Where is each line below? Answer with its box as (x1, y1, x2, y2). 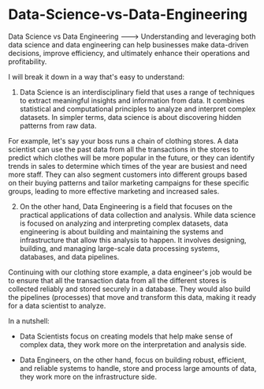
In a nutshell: (8, 316, 50, 325)
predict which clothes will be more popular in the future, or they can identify (8, 152, 255, 163)
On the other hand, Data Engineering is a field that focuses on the (19, 201, 232, 211)
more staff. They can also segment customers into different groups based (8, 170, 247, 179)
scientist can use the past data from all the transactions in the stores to (8, 144, 239, 154)
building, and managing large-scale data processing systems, (19, 243, 221, 253)
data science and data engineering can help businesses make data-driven (8, 39, 249, 49)
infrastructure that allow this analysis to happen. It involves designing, (19, 235, 247, 245)
